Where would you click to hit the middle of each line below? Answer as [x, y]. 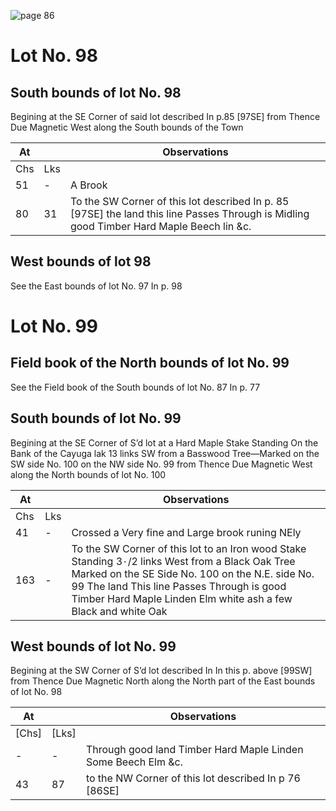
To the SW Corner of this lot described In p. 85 [179, 201]
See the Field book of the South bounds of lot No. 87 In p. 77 [135, 387]
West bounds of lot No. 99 [93, 646]
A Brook [88, 185]
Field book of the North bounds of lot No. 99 [150, 363]
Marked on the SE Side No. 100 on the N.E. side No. [193, 573]
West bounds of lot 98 [81, 261]
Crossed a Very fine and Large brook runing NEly [186, 532]
